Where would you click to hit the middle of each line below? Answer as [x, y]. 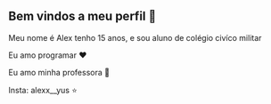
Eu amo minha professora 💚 [59, 72]
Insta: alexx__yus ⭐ [43, 90]
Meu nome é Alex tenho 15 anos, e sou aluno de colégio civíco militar [135, 37]
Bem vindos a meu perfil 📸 [82, 16]
